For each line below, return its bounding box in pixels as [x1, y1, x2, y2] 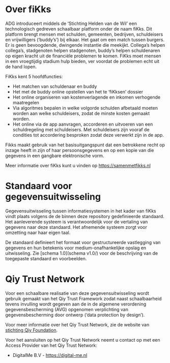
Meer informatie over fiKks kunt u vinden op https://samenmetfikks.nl [5, 162, 151, 168]
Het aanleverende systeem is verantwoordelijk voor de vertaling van [5, 219, 148, 225]
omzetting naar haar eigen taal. [5, 229, 71, 235]
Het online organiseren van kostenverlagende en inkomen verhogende [12, 94, 161, 100]
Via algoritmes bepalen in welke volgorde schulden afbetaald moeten [12, 105, 158, 111]
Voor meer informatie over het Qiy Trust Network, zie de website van [5, 321, 150, 327]
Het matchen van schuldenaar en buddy [12, 83, 97, 89]
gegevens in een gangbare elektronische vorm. [5, 153, 104, 159]
